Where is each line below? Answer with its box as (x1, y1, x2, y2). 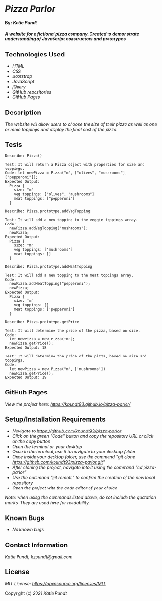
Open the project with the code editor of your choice (12, 485, 118, 491)
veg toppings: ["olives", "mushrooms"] (14, 191, 95, 197)
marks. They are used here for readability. (5, 500, 90, 506)
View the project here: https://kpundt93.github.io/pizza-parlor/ (5, 401, 131, 407)
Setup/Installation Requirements (5, 415, 106, 424)
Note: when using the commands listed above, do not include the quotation (5, 494, 156, 500)
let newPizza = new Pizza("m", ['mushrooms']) (9, 366, 106, 371)
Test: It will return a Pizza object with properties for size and (5, 162, 145, 167)
